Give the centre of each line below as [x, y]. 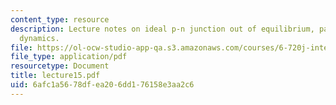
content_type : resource [60, 19]
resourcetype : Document [60, 66]
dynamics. [39, 38]
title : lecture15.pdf [55, 76]
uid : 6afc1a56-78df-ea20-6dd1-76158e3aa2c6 [102, 85]
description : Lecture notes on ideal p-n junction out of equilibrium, [162, 29]
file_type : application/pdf [69, 57]
